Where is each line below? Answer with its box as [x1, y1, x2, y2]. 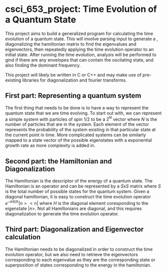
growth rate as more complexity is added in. [5, 143, 96, 149]
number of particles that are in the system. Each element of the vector [5, 121, 150, 127]
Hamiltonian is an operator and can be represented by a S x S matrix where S [5, 183, 161, 189]
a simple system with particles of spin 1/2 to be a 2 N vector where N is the [5, 115, 157, 122]
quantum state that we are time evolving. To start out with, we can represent [5, 110, 162, 116]
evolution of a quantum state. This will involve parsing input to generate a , [5, 36, 159, 42]
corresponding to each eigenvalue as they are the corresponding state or [5, 257, 156, 263]
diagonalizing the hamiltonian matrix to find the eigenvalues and [5, 41, 137, 47]
